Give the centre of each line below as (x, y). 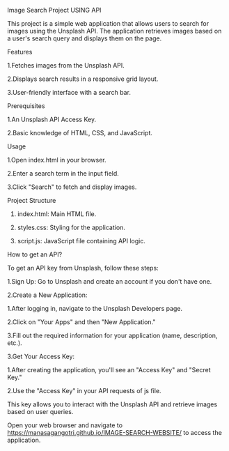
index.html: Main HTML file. (57, 214)
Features (20, 52)
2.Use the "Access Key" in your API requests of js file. (84, 391)
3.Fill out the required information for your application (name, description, (112, 335)
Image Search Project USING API (54, 10)
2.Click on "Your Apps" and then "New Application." (81, 322)
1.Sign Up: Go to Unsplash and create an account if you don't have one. (110, 281)
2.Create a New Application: (47, 295)
